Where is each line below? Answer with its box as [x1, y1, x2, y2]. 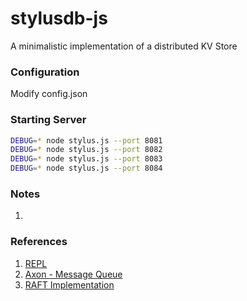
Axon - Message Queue [24, 268, 123, 280]
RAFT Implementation [24, 278, 115, 291]
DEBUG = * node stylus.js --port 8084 [10, 163, 163, 174]
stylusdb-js [10, 7, 108, 30]
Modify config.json [10, 88, 88, 100]
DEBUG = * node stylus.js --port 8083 [10, 154, 163, 164]
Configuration [10, 65, 80, 79]
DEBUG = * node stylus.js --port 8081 [10, 135, 163, 146]
